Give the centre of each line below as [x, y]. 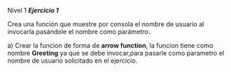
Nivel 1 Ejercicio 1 [33, 10]
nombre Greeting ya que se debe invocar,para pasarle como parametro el [116, 53]
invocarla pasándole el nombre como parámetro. [79, 32]
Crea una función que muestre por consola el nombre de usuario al [106, 24]
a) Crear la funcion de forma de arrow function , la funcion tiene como [111, 45]
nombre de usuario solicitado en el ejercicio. [72, 61]
